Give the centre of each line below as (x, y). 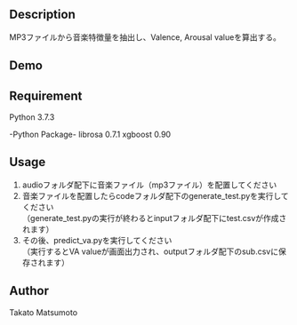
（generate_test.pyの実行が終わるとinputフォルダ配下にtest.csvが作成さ (154, 218)
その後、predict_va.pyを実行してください (97, 240)
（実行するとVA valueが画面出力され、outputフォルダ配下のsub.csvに (150, 251)
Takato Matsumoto (44, 312)
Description (42, 15)
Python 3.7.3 (32, 117)
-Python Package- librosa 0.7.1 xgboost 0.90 (90, 135)
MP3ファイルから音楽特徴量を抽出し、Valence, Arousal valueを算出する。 (145, 37)
